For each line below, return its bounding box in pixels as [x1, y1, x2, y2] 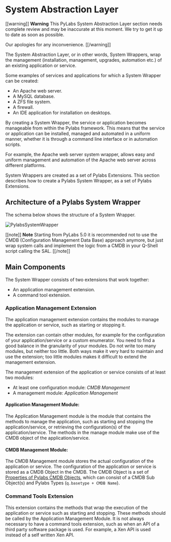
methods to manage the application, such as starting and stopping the [5, 419, 154, 425]
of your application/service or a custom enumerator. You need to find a [5, 337, 155, 343]
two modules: [5, 374, 34, 381]
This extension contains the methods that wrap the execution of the [5, 504, 148, 511]
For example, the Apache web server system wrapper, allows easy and [5, 151, 155, 157]
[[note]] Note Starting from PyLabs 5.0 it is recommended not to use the [5, 231, 158, 237]
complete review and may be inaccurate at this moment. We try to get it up [5, 26, 163, 32]
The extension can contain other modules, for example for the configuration [5, 331, 165, 338]
